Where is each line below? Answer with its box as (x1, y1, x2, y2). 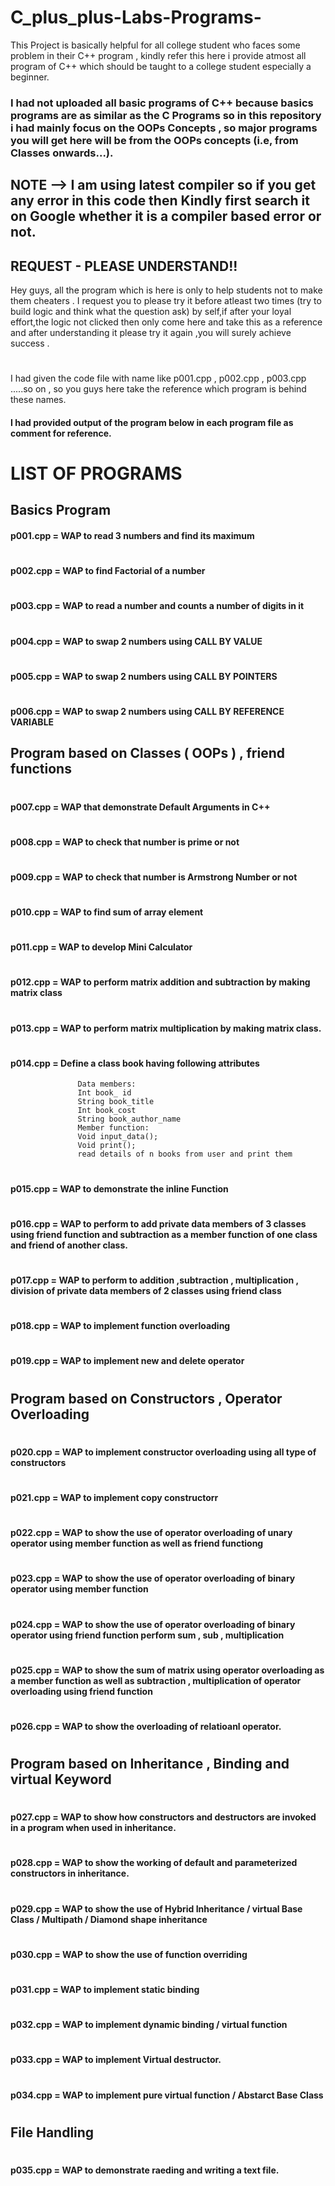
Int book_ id (77, 1088, 132, 1098)
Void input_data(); (77, 1132, 159, 1142)
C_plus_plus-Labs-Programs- (10, 6, 262, 29)
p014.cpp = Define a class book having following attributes (10, 1057, 260, 1069)
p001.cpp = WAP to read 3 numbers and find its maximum (10, 530, 255, 542)
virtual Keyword (10, 1771, 112, 1788)
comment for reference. (10, 427, 112, 439)
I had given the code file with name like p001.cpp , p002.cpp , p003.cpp (10, 372, 307, 385)
